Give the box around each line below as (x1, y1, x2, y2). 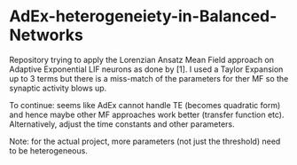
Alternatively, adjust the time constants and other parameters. (9, 118, 235, 130)
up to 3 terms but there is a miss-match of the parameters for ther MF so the (9, 73, 289, 83)
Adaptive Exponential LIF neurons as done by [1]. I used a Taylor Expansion (9, 64, 284, 75)
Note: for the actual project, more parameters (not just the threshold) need (9, 136, 281, 146)
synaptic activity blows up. (9, 82, 107, 93)
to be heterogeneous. (9, 145, 89, 156)
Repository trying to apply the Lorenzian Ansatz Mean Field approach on (9, 54, 275, 65)
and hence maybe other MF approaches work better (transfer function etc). (9, 109, 285, 120)
